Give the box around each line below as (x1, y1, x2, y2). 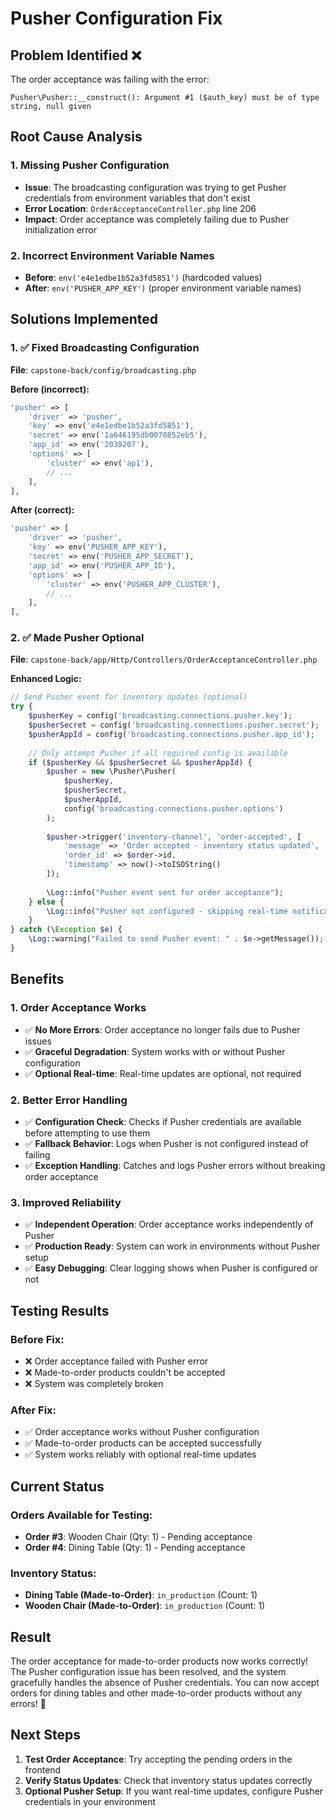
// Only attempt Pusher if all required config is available (28, 748, 288, 758)
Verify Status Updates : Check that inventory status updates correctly (24, 1774, 313, 1786)
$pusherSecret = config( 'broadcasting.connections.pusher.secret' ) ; (28, 720, 320, 731)
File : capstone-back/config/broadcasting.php (10, 363, 197, 376)
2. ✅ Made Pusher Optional (10, 631, 145, 645)
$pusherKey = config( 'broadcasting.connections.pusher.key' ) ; (28, 711, 293, 721)
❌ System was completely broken (24, 1377, 164, 1389)
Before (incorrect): (10, 383, 90, 395)
